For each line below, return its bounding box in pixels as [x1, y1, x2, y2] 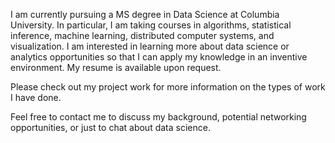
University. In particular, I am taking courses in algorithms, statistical [10, 19, 292, 31]
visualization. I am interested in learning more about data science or [10, 40, 290, 52]
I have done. [10, 92, 62, 103]
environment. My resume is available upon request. [10, 62, 222, 73]
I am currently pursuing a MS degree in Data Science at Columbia [10, 9, 280, 20]
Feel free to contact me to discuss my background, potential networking [10, 111, 307, 123]
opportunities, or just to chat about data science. [10, 122, 211, 133]
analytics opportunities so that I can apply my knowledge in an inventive [10, 51, 308, 63]
